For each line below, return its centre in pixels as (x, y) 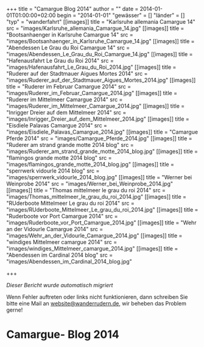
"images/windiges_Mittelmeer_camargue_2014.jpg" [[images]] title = (92, 249)
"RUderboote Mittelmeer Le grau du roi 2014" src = (71, 203)
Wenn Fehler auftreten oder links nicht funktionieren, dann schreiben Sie (97, 297)
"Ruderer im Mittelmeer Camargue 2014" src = (65, 99)
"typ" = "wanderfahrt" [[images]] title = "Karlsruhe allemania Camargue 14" (101, 22)
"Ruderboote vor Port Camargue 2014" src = (62, 216)
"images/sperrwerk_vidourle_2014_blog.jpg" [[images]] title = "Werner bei (99, 177)
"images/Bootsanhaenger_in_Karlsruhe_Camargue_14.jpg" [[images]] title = (100, 41)
